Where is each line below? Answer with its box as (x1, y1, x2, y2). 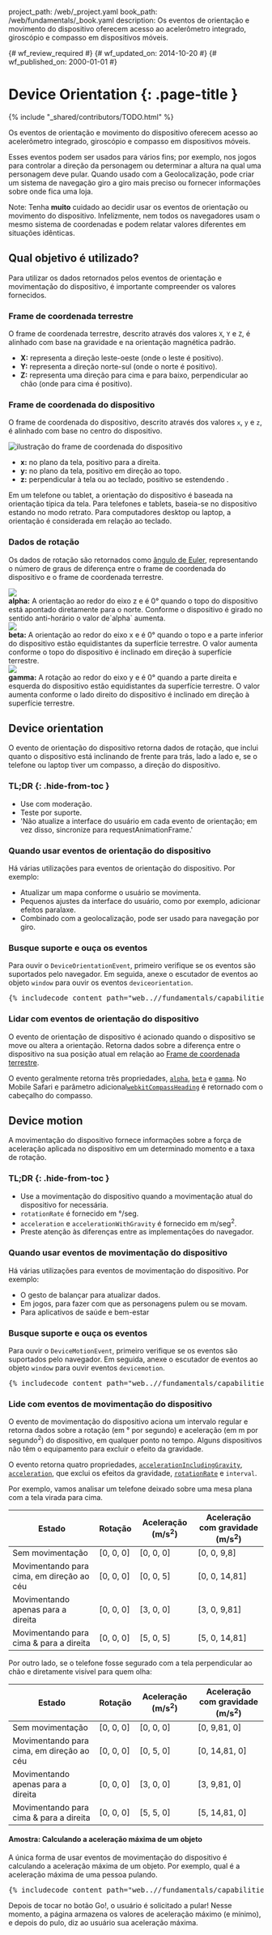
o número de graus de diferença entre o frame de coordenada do (8, 563, 227, 573)
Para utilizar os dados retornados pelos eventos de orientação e (8, 273, 223, 283)
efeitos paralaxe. (19, 905, 76, 914)
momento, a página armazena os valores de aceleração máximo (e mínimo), (8, 1909, 261, 1919)
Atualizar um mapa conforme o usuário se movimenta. (19, 888, 201, 897)
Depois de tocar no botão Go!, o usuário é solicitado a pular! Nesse (8, 1900, 232, 1910)
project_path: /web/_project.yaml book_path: (8, 7, 158, 16)
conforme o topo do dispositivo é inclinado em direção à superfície (8, 647, 232, 657)
